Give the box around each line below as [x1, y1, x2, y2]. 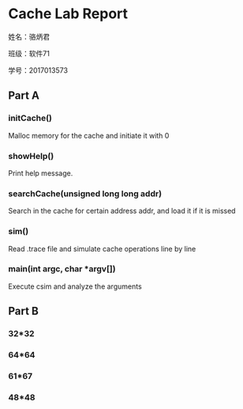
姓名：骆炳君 [8, 32, 50, 41]
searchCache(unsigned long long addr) [8, 187, 163, 199]
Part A [8, 89, 39, 103]
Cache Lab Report [8, 5, 129, 23]
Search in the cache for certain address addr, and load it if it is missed [8, 206, 236, 216]
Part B [8, 305, 39, 318]
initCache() [8, 112, 53, 123]
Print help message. [8, 168, 73, 178]
